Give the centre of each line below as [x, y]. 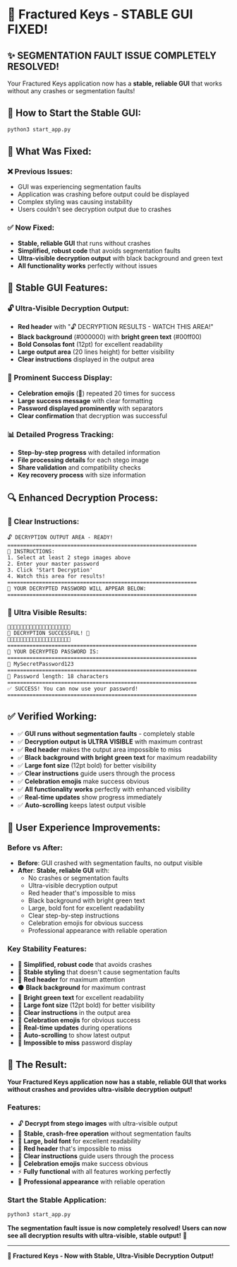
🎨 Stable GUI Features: [57, 288]
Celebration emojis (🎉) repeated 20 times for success [96, 393]
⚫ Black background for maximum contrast [81, 987]
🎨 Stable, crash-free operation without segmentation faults [104, 1134]
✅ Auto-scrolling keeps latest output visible [81, 805]
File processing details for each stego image [83, 460]
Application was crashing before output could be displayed [103, 194]
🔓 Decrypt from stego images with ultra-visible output [97, 1123]
